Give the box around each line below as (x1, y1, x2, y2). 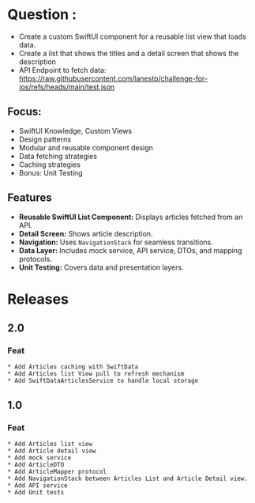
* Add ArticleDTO (7, 461, 65, 469)
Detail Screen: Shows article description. (18, 229, 153, 238)
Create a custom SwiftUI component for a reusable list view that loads (18, 32, 246, 41)
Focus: (7, 105, 42, 119)
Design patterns (18, 134, 72, 144)
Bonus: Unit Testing (18, 168, 84, 177)
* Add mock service (7, 454, 72, 462)
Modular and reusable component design (18, 142, 153, 152)
